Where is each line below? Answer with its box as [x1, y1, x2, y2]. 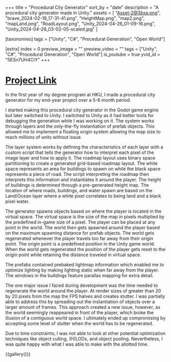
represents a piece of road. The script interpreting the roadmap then [5, 171, 149, 177]
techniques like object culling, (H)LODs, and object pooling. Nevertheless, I [5, 335, 163, 342]
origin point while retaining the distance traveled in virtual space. [5, 252, 141, 258]
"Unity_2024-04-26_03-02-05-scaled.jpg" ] [5, 26, 98, 32]
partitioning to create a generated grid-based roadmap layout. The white [5, 160, 158, 166]
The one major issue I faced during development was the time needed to [5, 282, 158, 288]
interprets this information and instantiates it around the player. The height [5, 176, 161, 183]
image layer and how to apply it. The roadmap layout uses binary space [5, 154, 156, 161]
